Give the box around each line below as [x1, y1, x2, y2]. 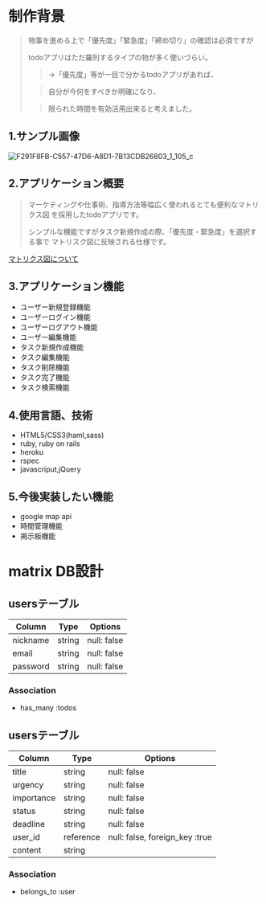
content [12, 845, 42, 856]
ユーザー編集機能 [19, 333, 77, 342]
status [12, 805, 36, 816]
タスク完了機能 [19, 373, 70, 382]
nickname [12, 635, 50, 645]
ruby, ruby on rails [19, 439, 80, 448]
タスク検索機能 [19, 382, 70, 392]
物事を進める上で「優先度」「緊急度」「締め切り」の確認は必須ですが [27, 35, 254, 45]
